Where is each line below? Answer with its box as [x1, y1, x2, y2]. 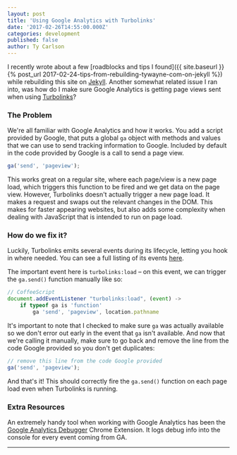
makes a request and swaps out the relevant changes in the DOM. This [7, 198, 213, 206]
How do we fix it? [7, 230, 68, 240]
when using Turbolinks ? [7, 93, 77, 101]
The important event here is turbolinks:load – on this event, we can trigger [7, 268, 226, 276]
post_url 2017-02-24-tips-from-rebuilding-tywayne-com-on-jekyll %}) [17, 70, 223, 78]
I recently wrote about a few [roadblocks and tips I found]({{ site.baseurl [7, 63, 217, 71]
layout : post [7, 10, 46, 18]
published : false [7, 37, 59, 44]
